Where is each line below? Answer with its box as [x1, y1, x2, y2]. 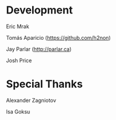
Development [6, 4, 73, 17]
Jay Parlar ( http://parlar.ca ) [6, 45, 72, 53]
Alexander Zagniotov [6, 97, 57, 104]
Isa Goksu [6, 108, 30, 115]
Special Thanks [6, 77, 83, 91]
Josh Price [6, 57, 32, 64]
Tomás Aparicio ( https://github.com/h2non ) [6, 34, 111, 41]
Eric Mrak [6, 23, 29, 30]
